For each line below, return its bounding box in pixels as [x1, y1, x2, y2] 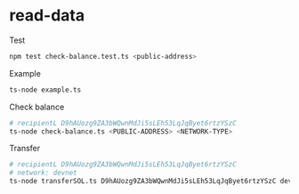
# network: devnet [9, 168, 77, 178]
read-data [9, 5, 85, 26]
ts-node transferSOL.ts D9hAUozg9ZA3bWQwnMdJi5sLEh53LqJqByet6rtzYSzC [9, 177, 277, 186]
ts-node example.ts [9, 85, 82, 94]
